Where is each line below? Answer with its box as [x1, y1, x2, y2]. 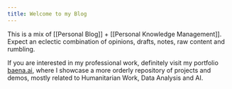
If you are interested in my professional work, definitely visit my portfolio [7, 58, 219, 67]
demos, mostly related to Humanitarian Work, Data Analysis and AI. [7, 73, 204, 82]
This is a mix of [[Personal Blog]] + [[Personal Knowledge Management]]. [7, 30, 222, 38]
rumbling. [7, 44, 35, 53]
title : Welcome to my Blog [7, 10, 87, 18]
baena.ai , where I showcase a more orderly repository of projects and [7, 66, 211, 74]
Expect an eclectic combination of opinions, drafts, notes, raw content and [7, 37, 226, 46]
